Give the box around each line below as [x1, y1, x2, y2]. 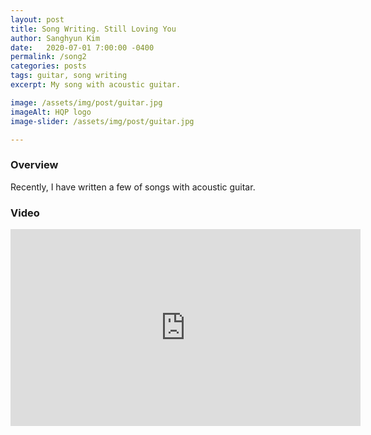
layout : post [10, 14, 65, 25]
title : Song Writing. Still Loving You [10, 24, 177, 34]
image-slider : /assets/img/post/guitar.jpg [10, 116, 195, 126]
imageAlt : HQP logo [10, 107, 92, 117]
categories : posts [10, 61, 87, 71]
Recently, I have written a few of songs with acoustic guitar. [10, 181, 256, 193]
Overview [10, 158, 59, 172]
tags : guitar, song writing [10, 71, 128, 81]
